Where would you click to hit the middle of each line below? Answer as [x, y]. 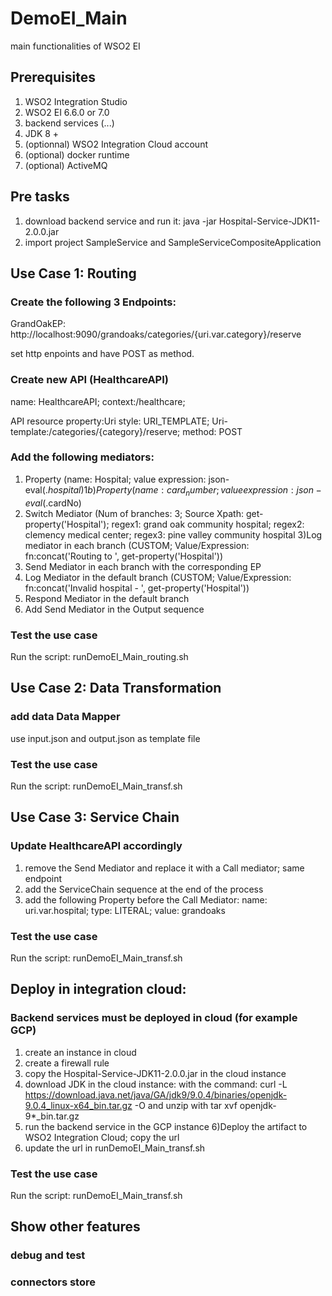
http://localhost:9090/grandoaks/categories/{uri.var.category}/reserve [156, 334]
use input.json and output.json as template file [105, 738]
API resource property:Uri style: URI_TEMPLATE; [110, 421]
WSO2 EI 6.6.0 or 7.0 [67, 112]
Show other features [75, 1227]
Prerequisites [53, 77]
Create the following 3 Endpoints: [93, 302]
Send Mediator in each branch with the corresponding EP [143, 566]
